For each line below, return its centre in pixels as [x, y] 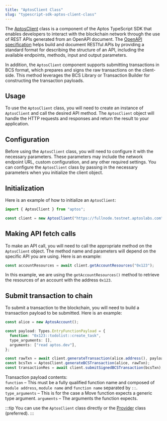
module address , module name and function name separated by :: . [71, 388]
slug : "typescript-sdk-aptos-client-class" [51, 14]
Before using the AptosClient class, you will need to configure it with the [79, 152]
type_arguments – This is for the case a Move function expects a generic [79, 393]
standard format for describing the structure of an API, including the [75, 50]
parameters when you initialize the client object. [54, 172]
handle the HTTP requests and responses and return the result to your [77, 119]
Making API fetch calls [41, 234]
